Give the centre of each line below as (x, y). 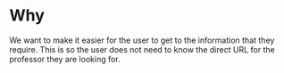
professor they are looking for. (65, 59)
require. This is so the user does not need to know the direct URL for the (142, 49)
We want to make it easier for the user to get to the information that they (142, 40)
